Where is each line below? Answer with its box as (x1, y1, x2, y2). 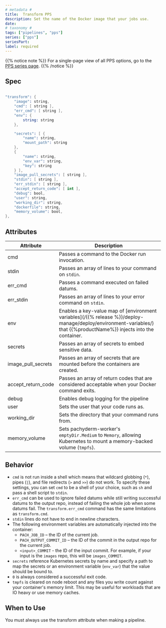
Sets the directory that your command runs (59, 411, 159, 418)
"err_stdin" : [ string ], (14, 181, 68, 187)
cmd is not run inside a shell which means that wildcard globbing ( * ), (12, 474, 150, 480)
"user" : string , (14, 195, 48, 200)
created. (59, 367, 78, 373)
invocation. (59, 257, 85, 264)
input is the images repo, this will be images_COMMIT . (19, 552, 123, 559)
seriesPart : (5, 40, 30, 45)
